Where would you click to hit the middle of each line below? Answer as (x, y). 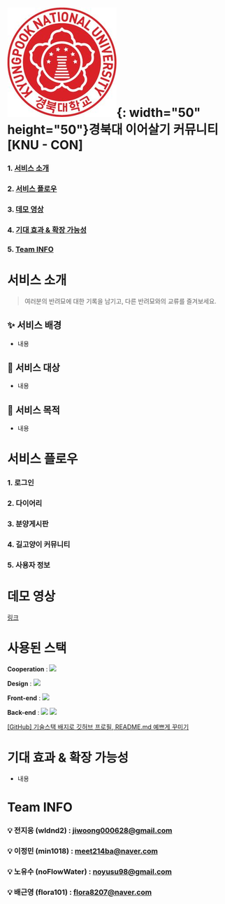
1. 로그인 (21, 483)
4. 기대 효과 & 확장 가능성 (47, 230)
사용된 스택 (37, 649)
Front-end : (24, 698)
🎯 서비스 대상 (34, 368)
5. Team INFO (30, 249)
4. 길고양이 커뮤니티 (39, 545)
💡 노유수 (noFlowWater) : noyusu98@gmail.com (90, 871)
